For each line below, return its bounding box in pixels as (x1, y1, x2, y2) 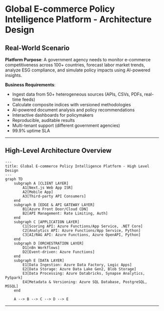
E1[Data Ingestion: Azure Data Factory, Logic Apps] (22, 262, 132, 267)
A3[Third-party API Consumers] (22, 193, 86, 199)
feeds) (22, 96, 36, 102)
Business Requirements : (5, 82, 56, 88)
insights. (5, 72, 22, 78)
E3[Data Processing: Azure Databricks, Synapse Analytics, (22, 271, 145, 276)
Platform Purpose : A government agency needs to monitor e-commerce (5, 57, 151, 62)
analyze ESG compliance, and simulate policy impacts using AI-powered (5, 67, 150, 73)
